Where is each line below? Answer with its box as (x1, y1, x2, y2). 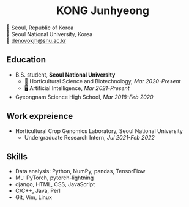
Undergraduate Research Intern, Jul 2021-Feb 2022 (24, 134, 155, 141)
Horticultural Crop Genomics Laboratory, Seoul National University (15, 127, 183, 135)
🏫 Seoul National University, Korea (6, 30, 93, 37)
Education (6, 55, 46, 65)
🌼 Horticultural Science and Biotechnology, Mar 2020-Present (24, 77, 181, 85)
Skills (6, 151, 28, 162)
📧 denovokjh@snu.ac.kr (6, 37, 66, 44)
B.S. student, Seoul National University (15, 71, 116, 78)
